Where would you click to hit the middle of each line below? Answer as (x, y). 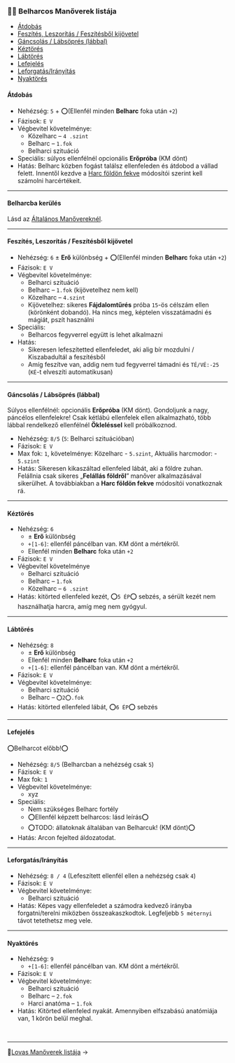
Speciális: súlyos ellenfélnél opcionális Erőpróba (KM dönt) (102, 158)
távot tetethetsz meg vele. (55, 920)
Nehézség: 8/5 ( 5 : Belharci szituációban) (76, 439)
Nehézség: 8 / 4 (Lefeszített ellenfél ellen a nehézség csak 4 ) (107, 876)
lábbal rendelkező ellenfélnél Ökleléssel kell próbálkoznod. (92, 425)
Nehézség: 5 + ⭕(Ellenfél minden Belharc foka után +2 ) (98, 111)
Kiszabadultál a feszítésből (67, 356)
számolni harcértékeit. (49, 180)
